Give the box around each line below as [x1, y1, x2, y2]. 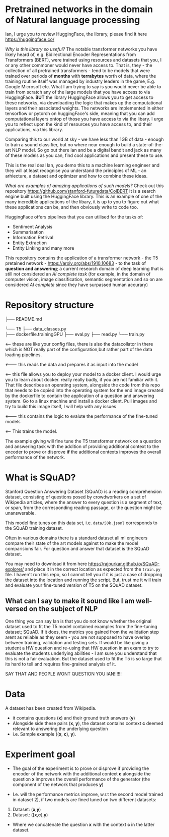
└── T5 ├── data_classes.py [5, 325, 66, 331]
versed [5, 604, 28, 613]
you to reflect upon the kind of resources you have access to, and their [5, 121, 152, 127]
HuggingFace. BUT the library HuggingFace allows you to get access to [5, 94, 153, 100]
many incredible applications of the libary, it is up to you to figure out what [5, 198, 159, 205]
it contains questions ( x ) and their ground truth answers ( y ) [12, 715, 135, 721]
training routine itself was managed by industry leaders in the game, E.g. [5, 78, 155, 84]
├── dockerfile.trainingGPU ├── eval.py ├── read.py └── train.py [5, 331, 145, 337]
